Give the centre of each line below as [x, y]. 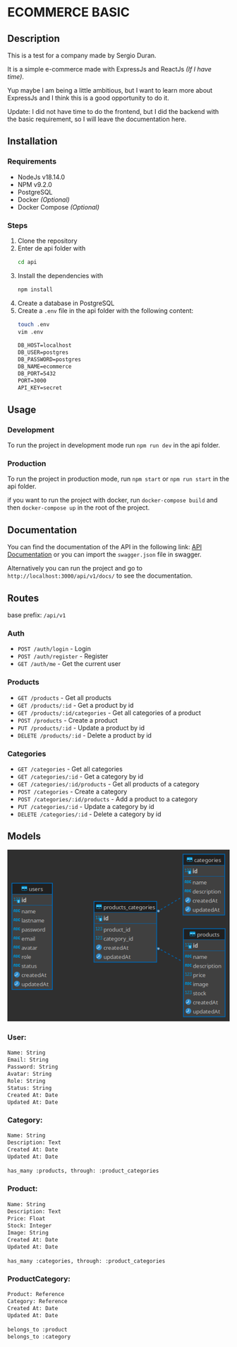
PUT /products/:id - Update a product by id [81, 728]
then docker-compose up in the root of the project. [79, 508]
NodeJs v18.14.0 [41, 177]
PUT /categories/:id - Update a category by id [86, 806]
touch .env [34, 324]
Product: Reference [36, 1295]
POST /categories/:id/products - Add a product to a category [108, 799]
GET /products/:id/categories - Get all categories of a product [109, 713]
